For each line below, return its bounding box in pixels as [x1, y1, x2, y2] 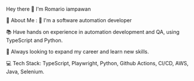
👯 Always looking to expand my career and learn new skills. [6, 48, 149, 55]
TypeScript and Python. [6, 37, 63, 44]
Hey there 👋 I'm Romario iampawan [6, 6, 91, 12]
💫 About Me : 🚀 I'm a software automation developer [6, 17, 132, 23]
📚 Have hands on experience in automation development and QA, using [6, 29, 180, 35]
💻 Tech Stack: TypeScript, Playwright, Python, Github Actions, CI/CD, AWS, [6, 60, 189, 66]
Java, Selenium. [6, 68, 45, 75]
